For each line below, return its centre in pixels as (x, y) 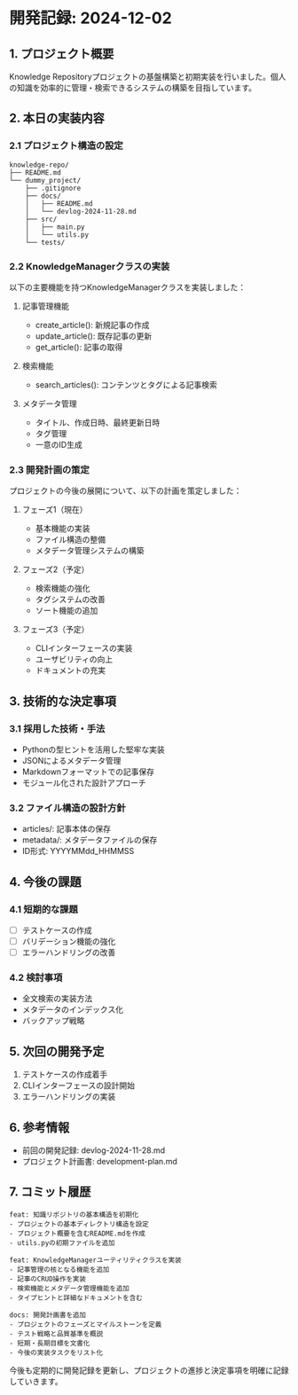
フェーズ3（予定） (55, 630)
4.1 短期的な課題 (43, 909)
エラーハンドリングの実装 (69, 1097)
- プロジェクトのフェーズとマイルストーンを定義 (86, 1324)
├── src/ (41, 219)
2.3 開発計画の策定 (50, 469)
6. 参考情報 (39, 1127)
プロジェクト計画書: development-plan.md (99, 1162)
